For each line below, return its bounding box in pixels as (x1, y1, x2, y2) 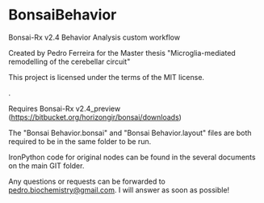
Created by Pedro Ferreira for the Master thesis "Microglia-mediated (8, 48, 236, 57)
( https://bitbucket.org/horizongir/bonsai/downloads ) (8, 112, 182, 122)
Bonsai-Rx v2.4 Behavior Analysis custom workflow (8, 32, 180, 42)
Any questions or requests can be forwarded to (8, 176, 166, 186)
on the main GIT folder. (8, 160, 85, 171)
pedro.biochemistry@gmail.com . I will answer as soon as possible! (8, 184, 230, 195)
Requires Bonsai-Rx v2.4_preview (8, 104, 121, 113)
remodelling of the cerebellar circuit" (8, 57, 131, 66)
